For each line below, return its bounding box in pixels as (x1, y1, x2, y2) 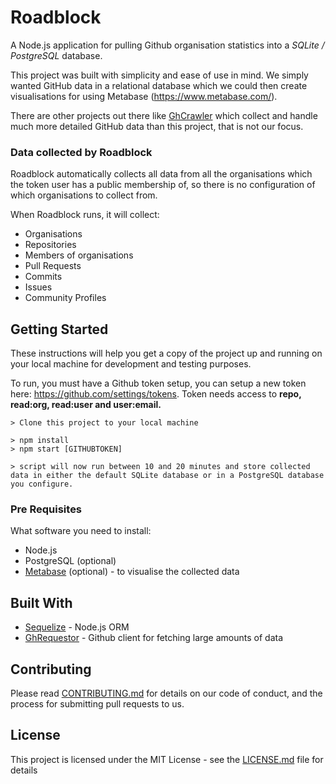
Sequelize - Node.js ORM (24, 621, 130, 633)
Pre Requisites (10, 502, 83, 516)
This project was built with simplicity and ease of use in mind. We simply (10, 69, 309, 81)
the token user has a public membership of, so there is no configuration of (10, 179, 316, 191)
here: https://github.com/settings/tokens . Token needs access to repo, (10, 388, 302, 400)
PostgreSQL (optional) (24, 555, 117, 567)
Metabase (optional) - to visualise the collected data (24, 566, 240, 578)
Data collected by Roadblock (10, 145, 153, 159)
